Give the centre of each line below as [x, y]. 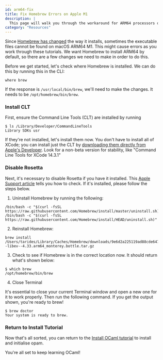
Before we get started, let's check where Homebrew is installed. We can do [80, 66]
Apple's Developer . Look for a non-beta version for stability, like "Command [81, 150]
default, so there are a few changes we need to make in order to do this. [77, 57]
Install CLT [18, 107]
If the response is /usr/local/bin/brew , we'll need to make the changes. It [79, 89]
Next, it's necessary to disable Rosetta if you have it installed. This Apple [78, 178]
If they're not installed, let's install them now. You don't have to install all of [80, 140]
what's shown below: [33, 260]
